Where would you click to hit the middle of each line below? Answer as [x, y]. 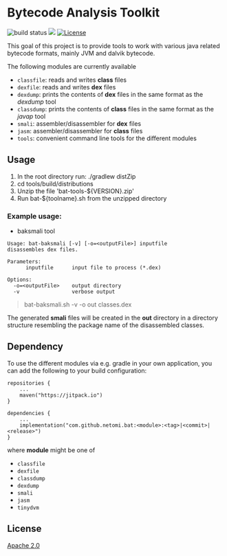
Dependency [35, 347]
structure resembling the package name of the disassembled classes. [106, 325]
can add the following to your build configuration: [77, 370]
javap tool [31, 116]
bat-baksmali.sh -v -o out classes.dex [78, 304]
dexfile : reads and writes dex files [66, 87]
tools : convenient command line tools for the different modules [107, 138]
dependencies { [29, 413]
